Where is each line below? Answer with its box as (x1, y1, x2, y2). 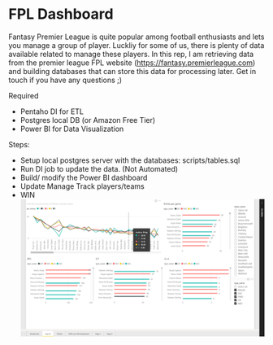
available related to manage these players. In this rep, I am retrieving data (8, 49, 254, 59)
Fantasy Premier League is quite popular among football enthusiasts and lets (8, 32, 265, 41)
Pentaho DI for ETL (19, 107, 84, 116)
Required (8, 90, 39, 100)
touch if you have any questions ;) (8, 75, 123, 85)
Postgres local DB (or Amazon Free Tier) (19, 115, 156, 124)
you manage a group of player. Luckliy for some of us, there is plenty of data (8, 40, 265, 50)
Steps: (8, 139, 30, 149)
